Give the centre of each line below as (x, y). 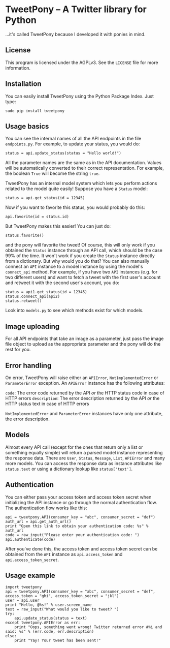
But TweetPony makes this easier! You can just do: (58, 226)
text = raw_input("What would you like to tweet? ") (62, 609)
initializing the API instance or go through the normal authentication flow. (81, 502)
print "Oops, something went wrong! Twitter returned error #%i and (88, 627)
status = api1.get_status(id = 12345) (46, 292)
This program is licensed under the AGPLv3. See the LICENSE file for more (82, 63)
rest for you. (18, 350)
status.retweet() (24, 301)
